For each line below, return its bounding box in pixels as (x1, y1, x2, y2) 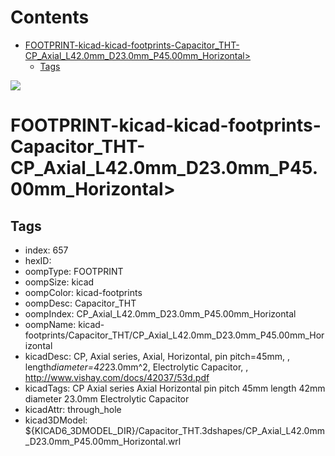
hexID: (24, 254, 52, 266)
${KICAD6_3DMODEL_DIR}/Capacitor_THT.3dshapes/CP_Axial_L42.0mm (24, 424, 325, 436)
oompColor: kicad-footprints (24, 286, 143, 298)
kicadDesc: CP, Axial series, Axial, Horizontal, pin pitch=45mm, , (24, 350, 290, 362)
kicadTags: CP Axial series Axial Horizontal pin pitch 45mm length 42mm (24, 382, 326, 394)
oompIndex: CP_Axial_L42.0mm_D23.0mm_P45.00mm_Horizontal (24, 307, 297, 320)
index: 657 (24, 244, 69, 256)
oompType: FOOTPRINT (24, 265, 124, 277)
